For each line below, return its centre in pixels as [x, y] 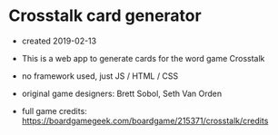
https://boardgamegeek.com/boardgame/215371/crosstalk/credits [145, 121]
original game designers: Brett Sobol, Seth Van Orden [122, 93]
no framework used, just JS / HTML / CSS [100, 76]
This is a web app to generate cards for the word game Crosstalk [143, 58]
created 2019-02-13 [59, 41]
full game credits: [54, 111]
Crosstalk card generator [105, 16]
